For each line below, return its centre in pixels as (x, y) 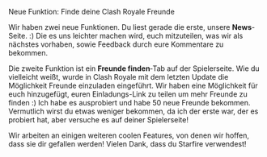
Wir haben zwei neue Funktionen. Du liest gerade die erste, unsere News (130, 27)
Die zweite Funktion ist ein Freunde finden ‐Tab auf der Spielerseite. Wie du (134, 68)
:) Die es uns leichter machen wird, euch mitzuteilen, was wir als (136, 36)
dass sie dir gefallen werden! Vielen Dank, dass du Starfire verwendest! (127, 144)
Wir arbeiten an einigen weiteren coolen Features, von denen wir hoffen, (129, 135)
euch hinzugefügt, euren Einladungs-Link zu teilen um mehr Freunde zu (128, 94)
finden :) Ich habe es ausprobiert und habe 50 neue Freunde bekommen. (129, 103)
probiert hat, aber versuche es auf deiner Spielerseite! (98, 120)
